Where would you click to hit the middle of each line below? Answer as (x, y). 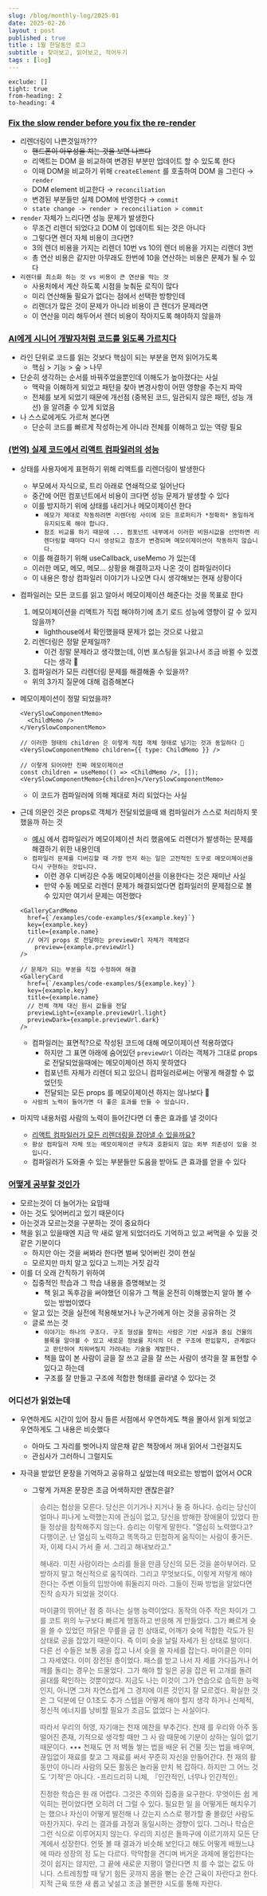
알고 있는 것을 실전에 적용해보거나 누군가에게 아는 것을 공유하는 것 (134, 1313)
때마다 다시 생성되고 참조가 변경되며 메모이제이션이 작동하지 (153, 540)
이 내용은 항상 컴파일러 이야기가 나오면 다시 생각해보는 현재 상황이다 (137, 578)
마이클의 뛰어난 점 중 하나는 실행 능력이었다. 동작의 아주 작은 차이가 (144, 1611)
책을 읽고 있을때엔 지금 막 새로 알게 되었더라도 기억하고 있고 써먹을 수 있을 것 (139, 1233)
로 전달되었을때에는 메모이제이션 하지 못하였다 (115, 1062)
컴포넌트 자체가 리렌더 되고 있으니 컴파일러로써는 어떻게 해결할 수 (145, 1072)
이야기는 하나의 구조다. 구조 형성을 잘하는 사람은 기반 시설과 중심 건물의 (148, 1333)
